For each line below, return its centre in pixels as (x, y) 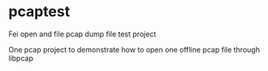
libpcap (21, 58)
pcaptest (39, 12)
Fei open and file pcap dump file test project (82, 34)
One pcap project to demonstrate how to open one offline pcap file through (134, 49)
